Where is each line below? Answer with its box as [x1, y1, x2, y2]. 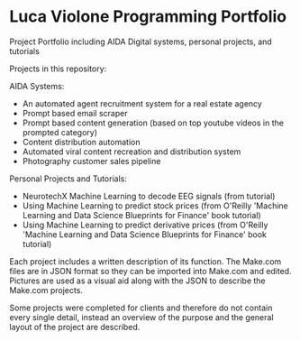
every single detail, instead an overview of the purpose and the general [9, 311, 274, 322]
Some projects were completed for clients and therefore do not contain [9, 302, 273, 313]
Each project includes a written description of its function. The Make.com [9, 255, 282, 267]
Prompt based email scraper [22, 107, 128, 118]
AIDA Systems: [9, 80, 65, 91]
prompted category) [22, 126, 97, 137]
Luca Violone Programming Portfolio [9, 6, 286, 27]
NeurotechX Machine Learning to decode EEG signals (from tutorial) [22, 190, 276, 201]
